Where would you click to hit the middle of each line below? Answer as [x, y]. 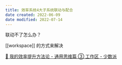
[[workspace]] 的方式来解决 [34, 46]
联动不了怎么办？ [23, 35]
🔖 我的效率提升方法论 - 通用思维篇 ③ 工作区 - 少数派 [61, 56]
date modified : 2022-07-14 [34, 19]
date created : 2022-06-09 [33, 15]
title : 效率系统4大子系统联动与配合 [39, 10]
